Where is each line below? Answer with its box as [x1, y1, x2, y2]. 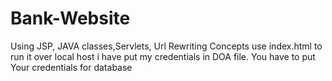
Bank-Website [10, 7, 131, 30]
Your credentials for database [10, 61, 133, 73]
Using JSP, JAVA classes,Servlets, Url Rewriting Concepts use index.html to [10, 40, 323, 52]
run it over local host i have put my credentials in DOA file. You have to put [10, 50, 316, 62]
